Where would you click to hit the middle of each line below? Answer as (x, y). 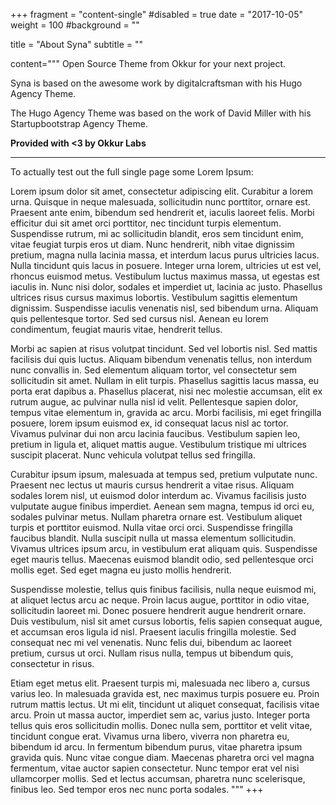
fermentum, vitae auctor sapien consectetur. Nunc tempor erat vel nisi (155, 768)
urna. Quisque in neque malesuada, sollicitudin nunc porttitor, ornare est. (160, 202)
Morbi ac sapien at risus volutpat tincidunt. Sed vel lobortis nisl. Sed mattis (164, 348)
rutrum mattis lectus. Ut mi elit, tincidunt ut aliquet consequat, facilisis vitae (165, 704)
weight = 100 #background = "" (75, 25)
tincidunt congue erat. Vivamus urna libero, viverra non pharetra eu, (150, 736)
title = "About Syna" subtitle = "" (77, 44)
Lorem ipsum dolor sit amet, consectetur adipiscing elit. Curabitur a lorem (162, 191)
